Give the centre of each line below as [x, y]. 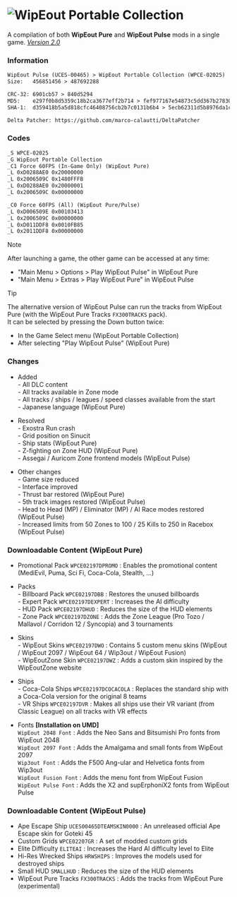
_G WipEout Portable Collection [55, 159]
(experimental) [39, 886]
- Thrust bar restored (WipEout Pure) [71, 494]
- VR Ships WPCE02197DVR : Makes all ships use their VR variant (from [116, 704]
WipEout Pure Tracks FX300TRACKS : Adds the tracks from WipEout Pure [120, 879]
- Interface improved [47, 486]
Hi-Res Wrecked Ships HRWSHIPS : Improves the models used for [110, 856]
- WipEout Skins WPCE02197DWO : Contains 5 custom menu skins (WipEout [122, 645]
